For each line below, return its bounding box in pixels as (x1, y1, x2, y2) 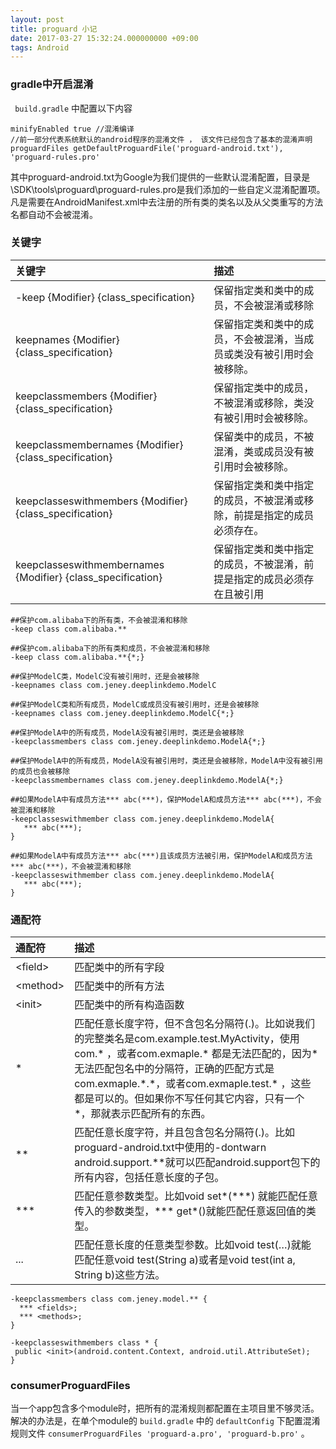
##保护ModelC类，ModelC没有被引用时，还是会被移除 (10, 671, 200, 681)
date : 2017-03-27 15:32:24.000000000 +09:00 (10, 33, 199, 43)
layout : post (10, 14, 65, 25)
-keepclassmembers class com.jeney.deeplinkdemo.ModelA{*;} (10, 736, 267, 746)
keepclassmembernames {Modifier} (15, 437, 184, 451)
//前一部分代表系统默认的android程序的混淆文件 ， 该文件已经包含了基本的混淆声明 (10, 134, 313, 145)
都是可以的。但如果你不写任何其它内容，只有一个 (74, 1092, 305, 1106)
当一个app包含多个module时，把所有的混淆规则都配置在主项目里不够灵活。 (10, 1402, 320, 1415)
